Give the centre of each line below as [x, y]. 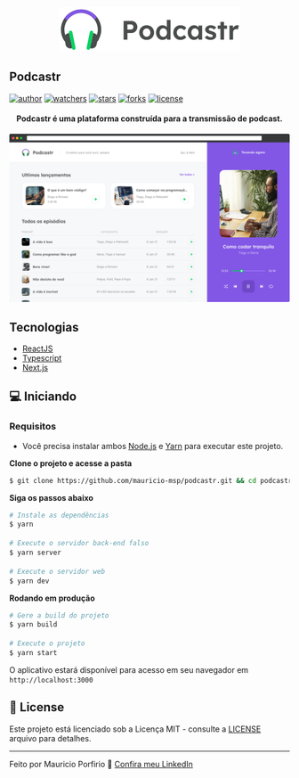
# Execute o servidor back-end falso [79, 544]
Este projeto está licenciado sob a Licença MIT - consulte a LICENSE [135, 729]
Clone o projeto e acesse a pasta [71, 463]
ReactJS [37, 348]
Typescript [42, 358]
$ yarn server [36, 553]
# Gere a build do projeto [59, 615]
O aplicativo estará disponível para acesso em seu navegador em [129, 669]
